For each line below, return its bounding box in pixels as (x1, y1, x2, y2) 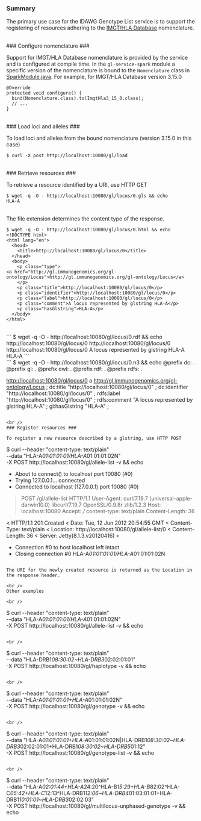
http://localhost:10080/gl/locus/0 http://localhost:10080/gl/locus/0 (6, 340, 171, 347)
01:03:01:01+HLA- (128, 790, 173, 797)
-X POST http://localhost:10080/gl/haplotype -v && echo (6, 663, 146, 670)
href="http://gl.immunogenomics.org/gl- (14, 269, 117, 275)
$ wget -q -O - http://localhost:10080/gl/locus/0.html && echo (6, 227, 171, 233)
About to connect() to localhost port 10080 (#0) (14, 470, 134, 478)
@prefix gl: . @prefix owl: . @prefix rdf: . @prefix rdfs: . (6, 366, 143, 373)
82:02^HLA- (150, 783, 181, 790)
